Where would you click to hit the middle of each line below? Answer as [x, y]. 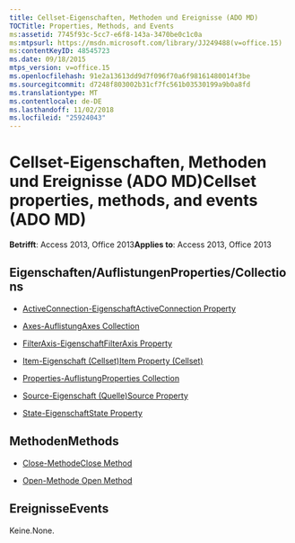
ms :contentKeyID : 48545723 [60, 51]
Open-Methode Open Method [77, 480]
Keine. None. [32, 530]
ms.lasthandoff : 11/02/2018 [62, 110]
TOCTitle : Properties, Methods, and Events [92, 26]
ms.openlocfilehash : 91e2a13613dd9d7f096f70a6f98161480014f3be [130, 76]
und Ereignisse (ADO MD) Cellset [133, 182]
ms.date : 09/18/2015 [48, 59]
